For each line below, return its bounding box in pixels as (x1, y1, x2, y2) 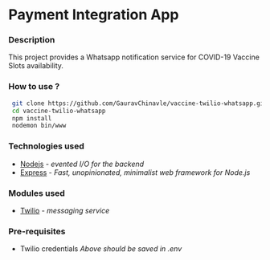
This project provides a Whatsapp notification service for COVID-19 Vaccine (8, 52, 260, 62)
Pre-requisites (8, 225, 66, 237)
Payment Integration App (8, 6, 179, 24)
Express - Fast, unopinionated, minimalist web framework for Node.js (19, 167, 251, 177)
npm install (11, 114, 52, 122)
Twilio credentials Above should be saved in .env (19, 244, 182, 254)
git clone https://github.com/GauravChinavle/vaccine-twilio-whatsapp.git (11, 99, 268, 108)
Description (8, 35, 55, 46)
